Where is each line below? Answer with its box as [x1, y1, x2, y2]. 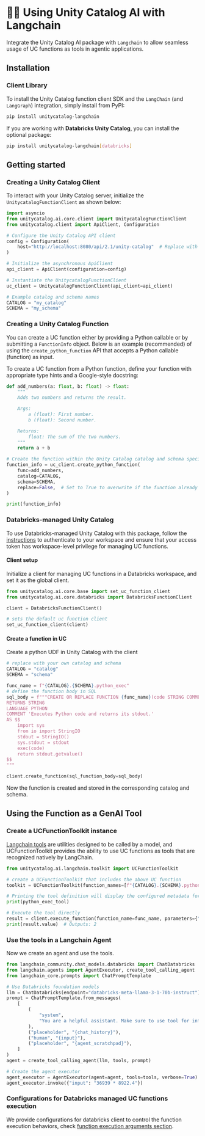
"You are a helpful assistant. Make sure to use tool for [38, 1018, 190, 1024]
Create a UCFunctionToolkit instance [6, 827, 118, 836]
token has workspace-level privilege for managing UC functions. [6, 542, 169, 550]
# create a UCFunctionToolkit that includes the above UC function [6, 876, 182, 883]
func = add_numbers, [17, 467, 64, 474]
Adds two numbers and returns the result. [17, 395, 127, 401]
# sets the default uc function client [6, 616, 108, 622]
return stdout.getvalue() [17, 751, 84, 757]
